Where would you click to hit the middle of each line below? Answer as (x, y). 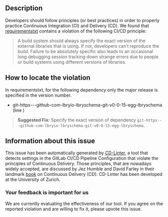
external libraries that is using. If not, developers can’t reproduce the (88, 46)
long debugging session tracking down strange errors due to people (88, 57)
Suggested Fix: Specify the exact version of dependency (77, 120)
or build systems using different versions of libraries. (72, 62)
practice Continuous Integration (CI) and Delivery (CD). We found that (77, 26)
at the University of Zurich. (33, 179)
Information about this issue (50, 141)
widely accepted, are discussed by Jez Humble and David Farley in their (80, 169)
